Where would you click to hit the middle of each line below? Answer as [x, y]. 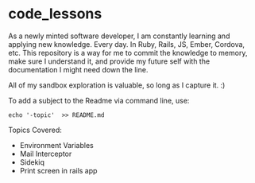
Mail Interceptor [46, 154]
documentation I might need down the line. [78, 69]
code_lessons [55, 14]
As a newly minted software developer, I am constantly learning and [119, 36]
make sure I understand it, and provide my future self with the [109, 61]
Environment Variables [56, 145]
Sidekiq [32, 162]
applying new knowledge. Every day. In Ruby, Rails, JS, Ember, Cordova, [126, 44]
